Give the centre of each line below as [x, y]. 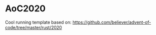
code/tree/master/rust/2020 [34, 27]
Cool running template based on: [38, 22]
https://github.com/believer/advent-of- [112, 22]
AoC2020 [25, 9]
